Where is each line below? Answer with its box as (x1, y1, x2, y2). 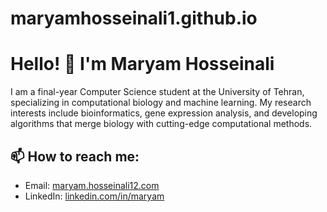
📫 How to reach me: (10, 148, 140, 165)
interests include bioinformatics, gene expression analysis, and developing (10, 107, 318, 119)
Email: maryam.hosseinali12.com (24, 179, 160, 191)
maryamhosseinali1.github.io (10, 7, 258, 30)
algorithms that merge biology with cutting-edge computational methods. (10, 118, 313, 130)
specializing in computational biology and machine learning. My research (10, 97, 312, 109)
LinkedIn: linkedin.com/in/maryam (24, 190, 165, 202)
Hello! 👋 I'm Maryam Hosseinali (10, 53, 275, 76)
